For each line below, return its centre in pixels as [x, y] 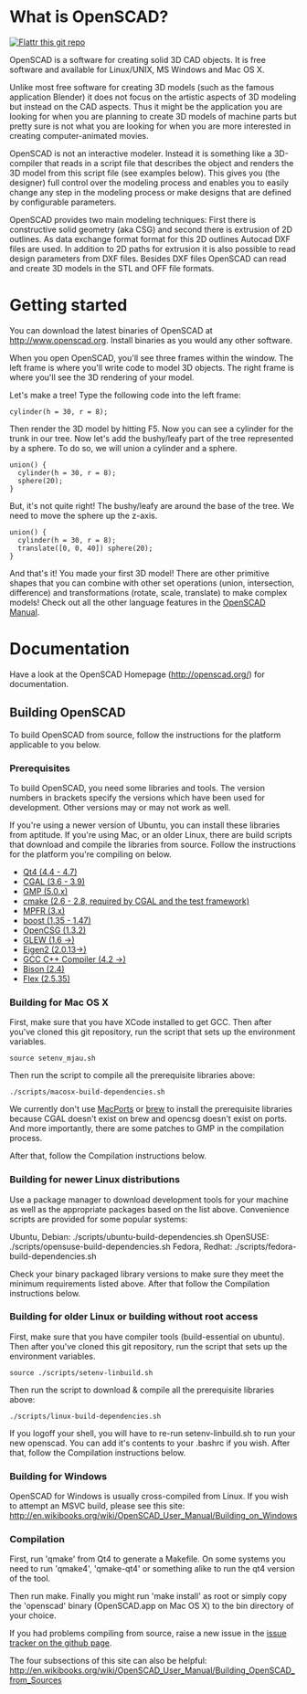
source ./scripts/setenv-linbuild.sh [81, 1372]
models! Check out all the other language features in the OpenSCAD [138, 602]
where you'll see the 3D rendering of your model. [102, 377]
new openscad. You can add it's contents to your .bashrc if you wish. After [150, 1443]
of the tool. [30, 1579]
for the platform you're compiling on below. [90, 854]
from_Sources [36, 1680]
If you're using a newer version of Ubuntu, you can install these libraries [145, 825]
